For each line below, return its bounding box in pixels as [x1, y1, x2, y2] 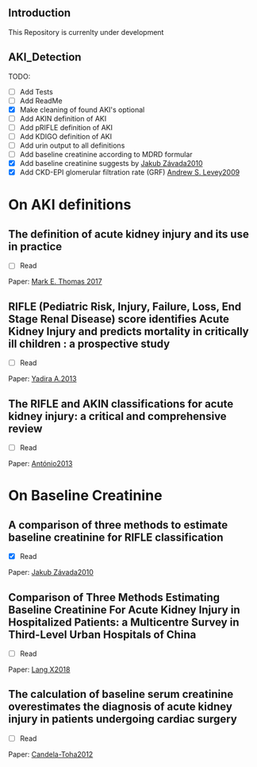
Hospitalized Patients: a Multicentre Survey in [8, 615, 240, 629]
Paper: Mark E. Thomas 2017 [8, 277, 102, 287]
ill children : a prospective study [8, 337, 171, 350]
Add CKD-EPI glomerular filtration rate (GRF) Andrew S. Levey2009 [19, 168, 240, 177]
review [8, 422, 43, 435]
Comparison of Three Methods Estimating [8, 591, 221, 604]
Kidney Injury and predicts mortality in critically [8, 325, 249, 338]
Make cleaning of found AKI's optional [19, 105, 145, 114]
